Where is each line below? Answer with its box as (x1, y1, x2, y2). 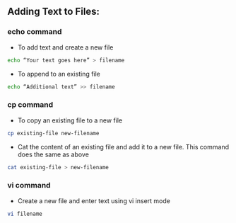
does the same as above (17, 150, 90, 159)
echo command (7, 27, 62, 37)
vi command (7, 181, 51, 190)
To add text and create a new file (17, 42, 114, 52)
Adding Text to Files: (7, 6, 100, 18)
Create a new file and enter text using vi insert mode (17, 196, 171, 205)
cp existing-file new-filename (7, 130, 100, 137)
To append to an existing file (17, 69, 101, 78)
